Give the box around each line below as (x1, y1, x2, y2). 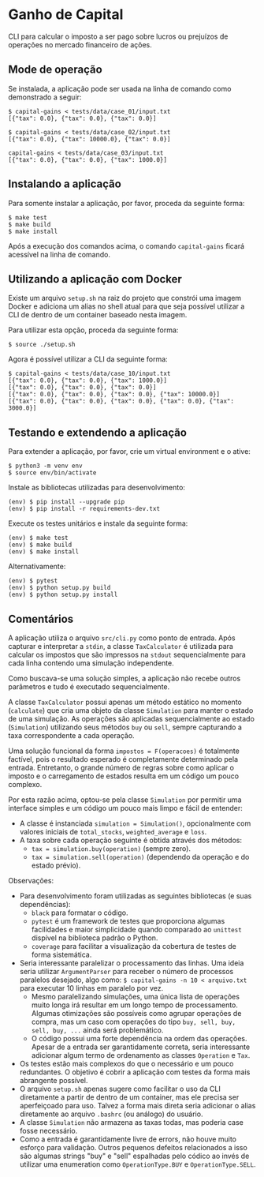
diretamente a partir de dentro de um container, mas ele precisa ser (19, 1093, 240, 1102)
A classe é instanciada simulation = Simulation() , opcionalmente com (19, 819, 251, 828)
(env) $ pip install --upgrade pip (8, 498, 125, 506)
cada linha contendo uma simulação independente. (8, 658, 175, 668)
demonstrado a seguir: (8, 92, 82, 102)
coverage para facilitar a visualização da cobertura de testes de (31, 942, 236, 950)
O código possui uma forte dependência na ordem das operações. (31, 1034, 247, 1043)
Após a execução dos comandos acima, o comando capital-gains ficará (8, 241, 245, 250)
